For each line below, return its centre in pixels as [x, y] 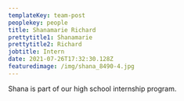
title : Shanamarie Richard [52, 30]
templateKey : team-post [47, 15]
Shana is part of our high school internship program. [92, 88]
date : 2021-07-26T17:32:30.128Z [61, 60]
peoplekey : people [38, 23]
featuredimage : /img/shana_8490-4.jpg [71, 67]
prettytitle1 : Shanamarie [50, 37]
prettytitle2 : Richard [45, 45]
